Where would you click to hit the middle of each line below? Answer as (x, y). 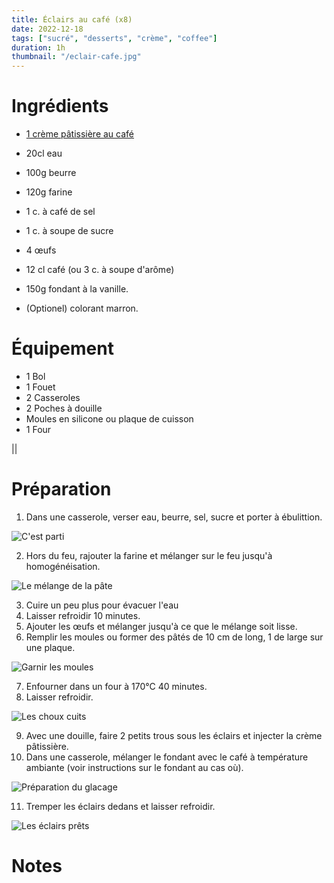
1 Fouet (40, 387)
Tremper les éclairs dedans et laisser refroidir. (120, 806)
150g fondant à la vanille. (77, 289)
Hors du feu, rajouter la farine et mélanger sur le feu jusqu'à (149, 555)
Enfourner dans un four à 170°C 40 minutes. (116, 686)
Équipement (62, 348)
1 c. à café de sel (60, 212)
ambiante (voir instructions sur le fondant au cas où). (134, 767)
